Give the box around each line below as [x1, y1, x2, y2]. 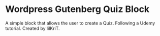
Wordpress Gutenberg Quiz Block [5, 3, 150, 15]
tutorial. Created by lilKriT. [5, 25, 60, 31]
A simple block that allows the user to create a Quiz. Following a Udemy [5, 20, 155, 26]
